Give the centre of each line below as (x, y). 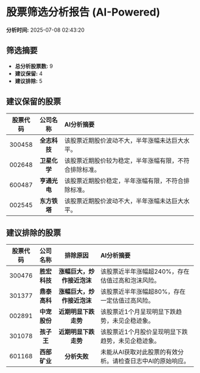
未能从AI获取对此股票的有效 (139, 352)
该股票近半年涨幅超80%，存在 (143, 292)
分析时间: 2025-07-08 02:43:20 (46, 30)
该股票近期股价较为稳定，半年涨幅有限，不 (124, 161)
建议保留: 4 (29, 73)
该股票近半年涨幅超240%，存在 (145, 272)
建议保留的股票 (34, 102)
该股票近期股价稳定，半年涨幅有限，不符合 (124, 181)
